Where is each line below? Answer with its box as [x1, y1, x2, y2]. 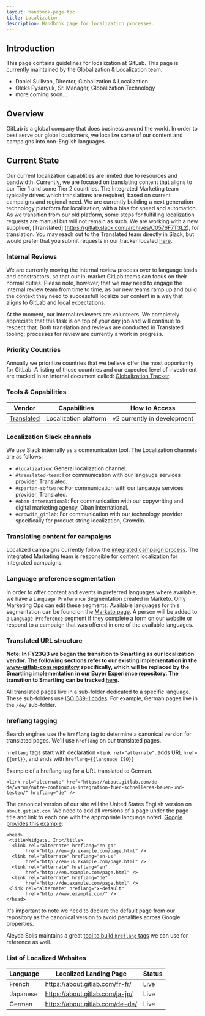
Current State [6, 156, 59, 166]
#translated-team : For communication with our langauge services [15, 472, 181, 478]
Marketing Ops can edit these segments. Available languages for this [6, 602, 180, 609]
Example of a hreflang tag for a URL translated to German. [6, 767, 153, 774]
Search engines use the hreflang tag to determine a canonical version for [6, 730, 192, 738]
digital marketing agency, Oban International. [15, 504, 129, 511]
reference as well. [6, 939, 52, 946]
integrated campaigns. [6, 559, 63, 567]
